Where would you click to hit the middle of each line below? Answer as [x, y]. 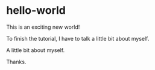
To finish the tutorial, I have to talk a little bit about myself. [78, 38]
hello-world [36, 10]
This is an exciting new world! [43, 27]
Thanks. [16, 62]
